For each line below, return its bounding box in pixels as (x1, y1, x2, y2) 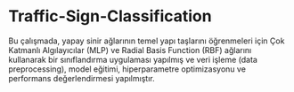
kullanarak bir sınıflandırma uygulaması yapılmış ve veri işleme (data (8, 54, 257, 65)
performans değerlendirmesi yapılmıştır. (8, 73, 155, 83)
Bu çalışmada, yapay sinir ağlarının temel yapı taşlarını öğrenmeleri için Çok (8, 35, 285, 46)
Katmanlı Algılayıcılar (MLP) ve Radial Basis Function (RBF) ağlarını (8, 44, 252, 55)
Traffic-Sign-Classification (8, 6, 212, 27)
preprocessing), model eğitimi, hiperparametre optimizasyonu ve (8, 64, 247, 74)
